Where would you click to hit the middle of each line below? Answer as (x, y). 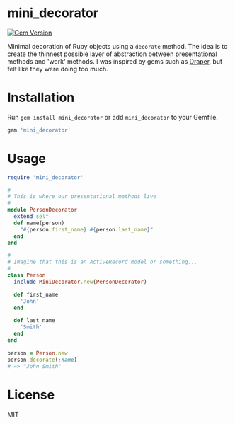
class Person (27, 275)
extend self (31, 217)
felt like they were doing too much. (58, 69)
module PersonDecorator (42, 210)
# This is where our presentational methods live (82, 197)
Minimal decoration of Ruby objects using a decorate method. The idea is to (117, 46)
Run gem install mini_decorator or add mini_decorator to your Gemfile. (113, 117)
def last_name (34, 321)
